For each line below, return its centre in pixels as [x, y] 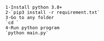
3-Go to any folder [30, 17]
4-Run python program [33, 28]
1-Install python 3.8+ [34, 7]
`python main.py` [27, 33]
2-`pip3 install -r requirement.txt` [53, 12]
